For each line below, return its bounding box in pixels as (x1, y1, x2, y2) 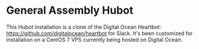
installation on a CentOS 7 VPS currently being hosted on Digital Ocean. (6, 36, 183, 43)
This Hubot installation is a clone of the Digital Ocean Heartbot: (6, 23, 161, 30)
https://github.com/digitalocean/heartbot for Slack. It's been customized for (6, 29, 193, 36)
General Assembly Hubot (6, 4, 133, 17)
